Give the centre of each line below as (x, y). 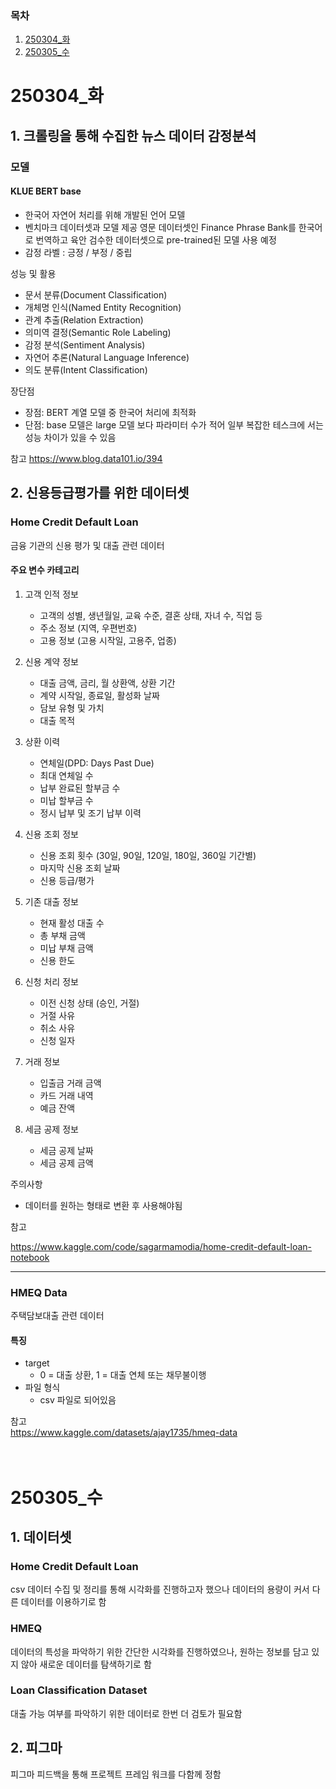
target (37, 1363)
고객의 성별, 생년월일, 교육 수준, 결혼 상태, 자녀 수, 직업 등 (151, 615)
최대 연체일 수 (66, 775)
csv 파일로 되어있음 (78, 1400)
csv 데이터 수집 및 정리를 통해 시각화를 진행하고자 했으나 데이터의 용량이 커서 (160, 1589)
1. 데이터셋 (41, 1537)
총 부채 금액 (62, 935)
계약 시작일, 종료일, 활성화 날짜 (99, 695)
